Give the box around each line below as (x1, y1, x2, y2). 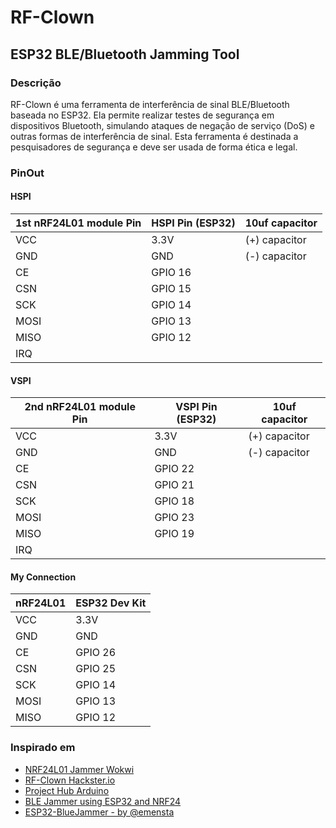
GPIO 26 (75, 646, 117, 660)
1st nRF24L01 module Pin (15, 216, 142, 230)
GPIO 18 (154, 494, 195, 508)
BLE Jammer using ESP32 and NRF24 (24, 795, 182, 807)
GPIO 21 (154, 478, 195, 492)
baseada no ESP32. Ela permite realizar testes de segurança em (10, 109, 275, 121)
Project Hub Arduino (24, 784, 110, 796)
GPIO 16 (151, 266, 192, 279)
